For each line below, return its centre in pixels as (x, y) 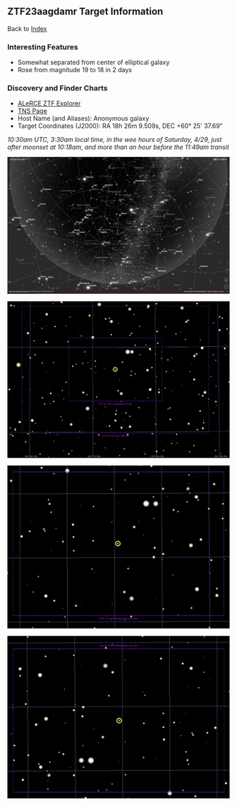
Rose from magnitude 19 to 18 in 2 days (75, 70)
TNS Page (32, 111)
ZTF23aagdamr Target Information (85, 12)
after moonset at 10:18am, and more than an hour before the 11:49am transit (118, 147)
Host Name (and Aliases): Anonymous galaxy (83, 119)
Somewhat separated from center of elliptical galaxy (93, 62)
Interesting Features (43, 47)
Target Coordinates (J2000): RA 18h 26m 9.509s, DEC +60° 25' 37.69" (120, 126)
